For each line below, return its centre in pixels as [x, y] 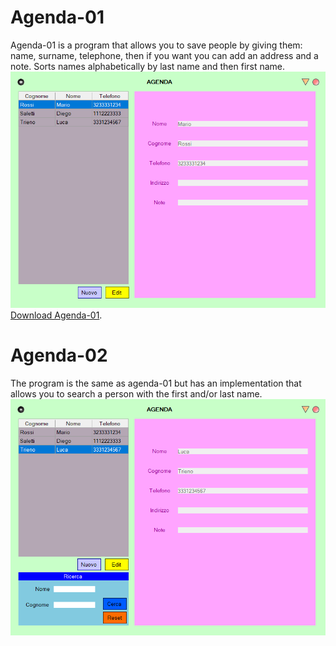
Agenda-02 [59, 355]
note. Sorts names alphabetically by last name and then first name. [148, 66]
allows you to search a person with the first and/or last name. [136, 393]
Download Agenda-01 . [56, 315]
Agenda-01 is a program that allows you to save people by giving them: [156, 45]
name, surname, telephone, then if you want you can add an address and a [164, 55]
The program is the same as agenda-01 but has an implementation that [156, 383]
